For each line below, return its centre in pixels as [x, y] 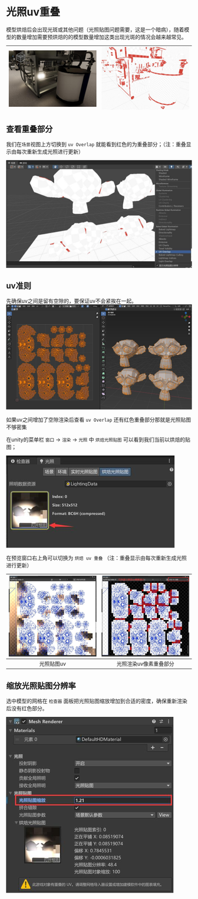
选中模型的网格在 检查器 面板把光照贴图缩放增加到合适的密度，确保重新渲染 [97, 701]
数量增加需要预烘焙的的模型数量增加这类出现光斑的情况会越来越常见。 [101, 37]
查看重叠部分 [29, 129]
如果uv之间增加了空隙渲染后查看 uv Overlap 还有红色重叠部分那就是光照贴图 [99, 420]
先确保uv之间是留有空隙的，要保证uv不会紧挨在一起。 [72, 301]
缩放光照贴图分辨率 [41, 686]
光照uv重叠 [33, 12]
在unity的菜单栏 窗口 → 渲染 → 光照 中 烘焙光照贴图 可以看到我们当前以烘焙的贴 [98, 439]
